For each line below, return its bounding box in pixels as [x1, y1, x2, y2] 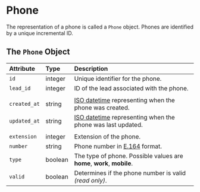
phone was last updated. [74, 120, 143, 128]
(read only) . [74, 176, 107, 184]
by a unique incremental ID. [6, 29, 73, 36]
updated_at [9, 117, 40, 124]
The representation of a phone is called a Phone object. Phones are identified [6, 23, 194, 30]
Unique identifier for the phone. [74, 74, 162, 83]
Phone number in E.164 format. [74, 142, 162, 150]
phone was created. [74, 103, 130, 112]
